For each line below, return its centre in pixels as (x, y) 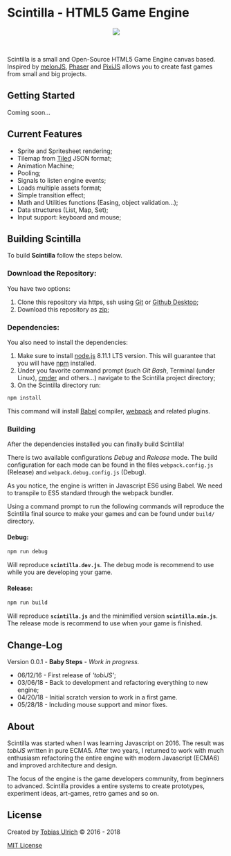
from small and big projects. (47, 73)
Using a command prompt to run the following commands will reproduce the (116, 506)
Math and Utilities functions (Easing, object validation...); (98, 202)
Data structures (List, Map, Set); (63, 210)
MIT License (25, 845)
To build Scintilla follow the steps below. (65, 256)
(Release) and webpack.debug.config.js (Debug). (77, 472)
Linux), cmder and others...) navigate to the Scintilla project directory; (116, 377)
